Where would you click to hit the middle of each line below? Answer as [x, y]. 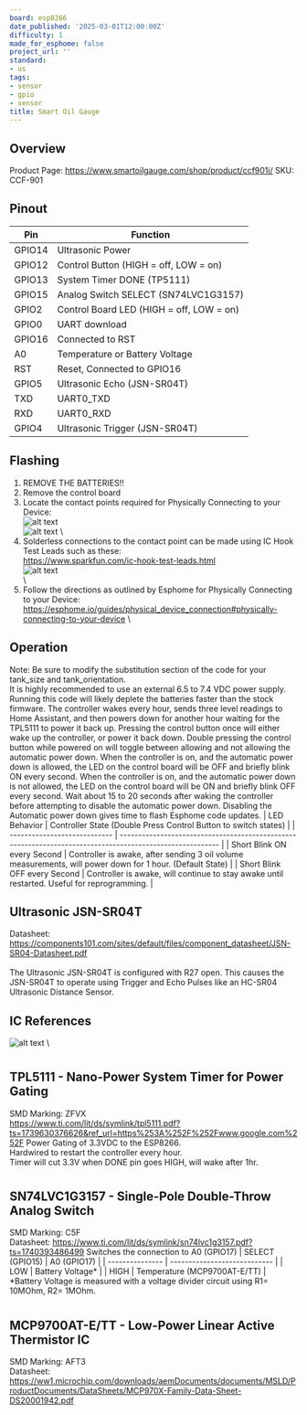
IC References [51, 1021]
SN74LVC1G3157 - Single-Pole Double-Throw [140, 1196]
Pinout [29, 209]
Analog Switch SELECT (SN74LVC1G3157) [151, 294]
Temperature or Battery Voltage [125, 354]
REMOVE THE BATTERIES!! [74, 483]
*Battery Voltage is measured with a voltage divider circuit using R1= [139, 1282]
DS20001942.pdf [42, 1400]
